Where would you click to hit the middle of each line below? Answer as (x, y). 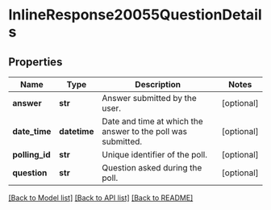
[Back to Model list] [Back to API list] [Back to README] (101, 198)
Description (158, 84)
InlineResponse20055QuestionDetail (135, 15)
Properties (35, 62)
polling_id (31, 155)
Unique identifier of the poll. (155, 155)
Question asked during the (152, 168)
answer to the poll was (145, 131)
